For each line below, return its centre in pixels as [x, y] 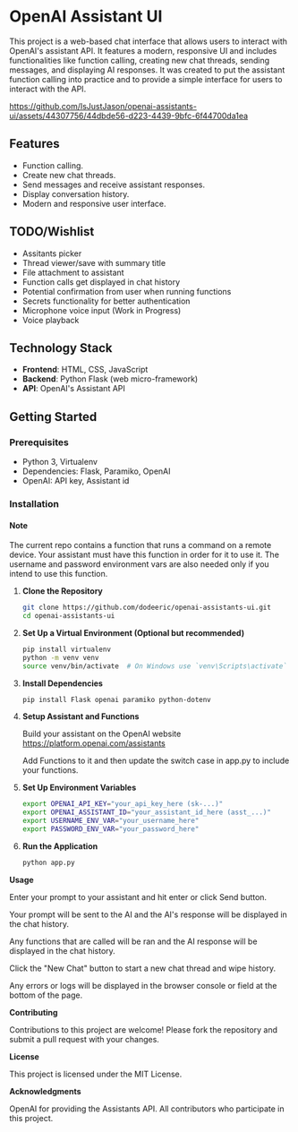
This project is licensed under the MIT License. [96, 1074]
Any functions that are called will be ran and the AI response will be [133, 941]
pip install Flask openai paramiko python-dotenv [117, 699]
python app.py [48, 862]
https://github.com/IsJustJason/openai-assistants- [103, 106]
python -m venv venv [60, 657]
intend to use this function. [59, 574]
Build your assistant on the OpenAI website [102, 734]
